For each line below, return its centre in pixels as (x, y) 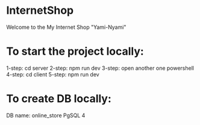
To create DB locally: (59, 99)
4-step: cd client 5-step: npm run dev (53, 74)
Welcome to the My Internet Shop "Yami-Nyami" (66, 27)
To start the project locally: (75, 51)
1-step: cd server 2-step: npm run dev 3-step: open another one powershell (100, 68)
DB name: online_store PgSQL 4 (46, 115)
